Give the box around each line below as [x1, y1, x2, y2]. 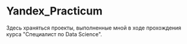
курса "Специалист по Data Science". [6, 30, 103, 37]
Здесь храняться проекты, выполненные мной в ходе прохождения [6, 24, 182, 31]
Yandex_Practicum [6, 4, 103, 18]
